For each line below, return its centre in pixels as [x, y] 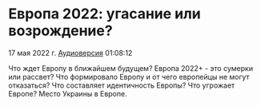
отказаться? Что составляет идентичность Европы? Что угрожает [122, 85]
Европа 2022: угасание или [105, 14]
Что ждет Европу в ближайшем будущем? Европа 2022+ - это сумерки [131, 68]
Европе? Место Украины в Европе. [68, 93]
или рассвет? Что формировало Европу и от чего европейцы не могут [129, 77]
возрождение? [61, 31]
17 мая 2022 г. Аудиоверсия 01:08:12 [70, 53]
